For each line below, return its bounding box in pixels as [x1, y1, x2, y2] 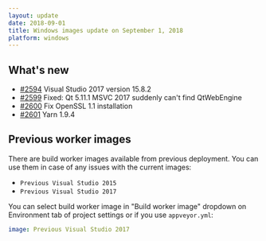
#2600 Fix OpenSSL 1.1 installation [19, 101, 133, 111]
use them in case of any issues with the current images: [8, 162, 192, 172]
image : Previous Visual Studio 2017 [8, 225, 130, 233]
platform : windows [8, 33, 69, 42]
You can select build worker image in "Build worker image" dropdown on [8, 201, 247, 211]
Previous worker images [8, 133, 131, 146]
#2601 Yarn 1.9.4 [19, 110, 76, 119]
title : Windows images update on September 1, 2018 [8, 26, 183, 34]
